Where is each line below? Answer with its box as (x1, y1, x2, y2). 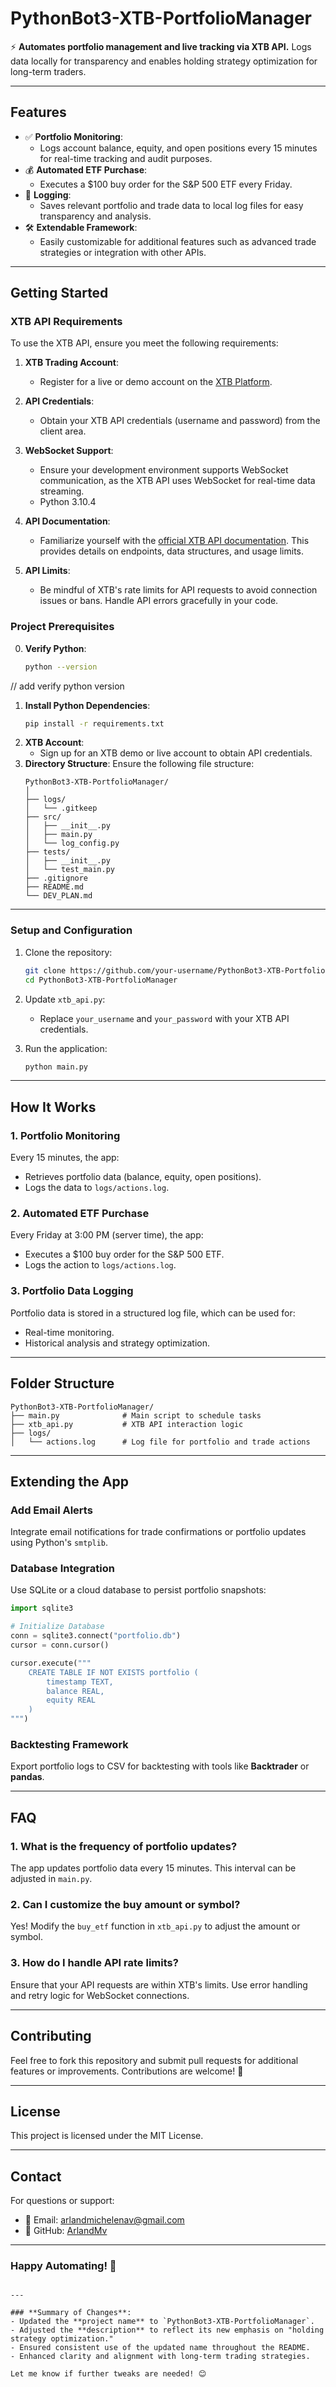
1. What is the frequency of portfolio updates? (10, 1839, 238, 1853)
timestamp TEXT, (46, 1677, 114, 1687)
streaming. (39, 485, 85, 497)
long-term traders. (10, 65, 87, 77)
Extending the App (10, 1473, 129, 1490)
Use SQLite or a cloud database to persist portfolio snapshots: (10, 1584, 267, 1596)
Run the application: (24, 1042, 108, 1054)
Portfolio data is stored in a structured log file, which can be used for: (10, 1307, 296, 1319)
